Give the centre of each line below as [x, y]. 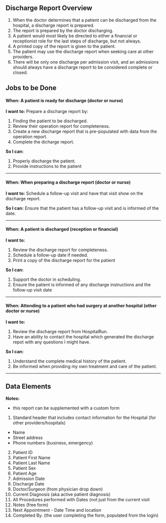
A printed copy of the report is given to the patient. [64, 46]
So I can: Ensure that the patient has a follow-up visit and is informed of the [82, 208]
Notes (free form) [31, 505]
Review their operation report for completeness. [61, 126]
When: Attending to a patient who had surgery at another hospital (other [81, 306]
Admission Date [29, 479]
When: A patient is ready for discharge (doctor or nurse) [64, 100]
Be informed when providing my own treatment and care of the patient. [85, 367]
